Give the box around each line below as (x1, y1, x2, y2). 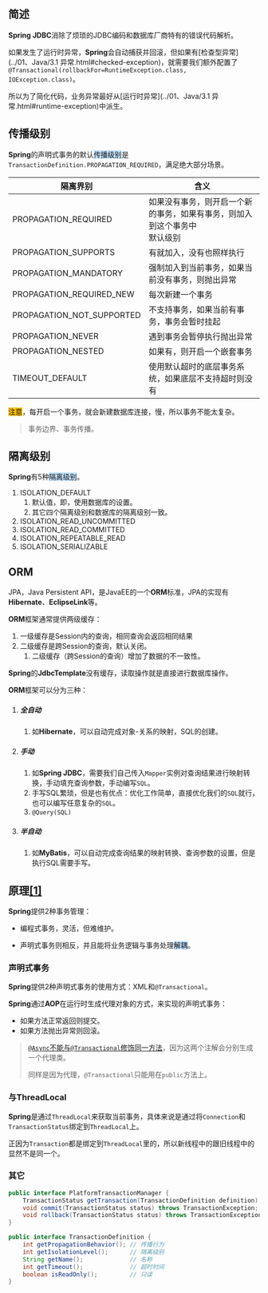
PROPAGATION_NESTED (12, 345, 104, 356)
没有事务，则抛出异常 (156, 274, 237, 285)
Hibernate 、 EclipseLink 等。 (8, 598, 102, 607)
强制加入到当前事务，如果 (148, 262, 245, 273)
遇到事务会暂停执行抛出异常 (148, 331, 253, 342)
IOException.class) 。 (8, 74, 80, 84)
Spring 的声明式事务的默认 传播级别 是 (8, 149, 129, 159)
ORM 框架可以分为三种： (8, 686, 89, 695)
